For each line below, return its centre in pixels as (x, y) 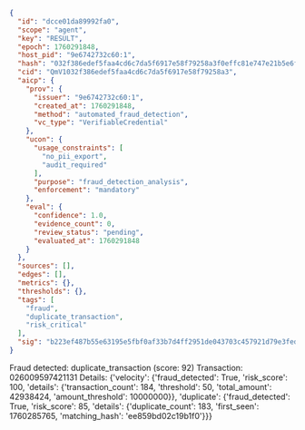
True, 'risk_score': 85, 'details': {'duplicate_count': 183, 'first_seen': (134, 406)
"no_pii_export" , (74, 156)
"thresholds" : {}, (53, 291)
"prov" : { (44, 89)
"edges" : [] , (42, 275)
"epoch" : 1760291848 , (59, 47)
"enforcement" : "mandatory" (87, 191)
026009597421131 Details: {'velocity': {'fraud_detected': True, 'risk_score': (149, 377)
